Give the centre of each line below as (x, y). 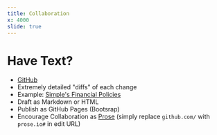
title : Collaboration (38, 13)
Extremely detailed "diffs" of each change (77, 87)
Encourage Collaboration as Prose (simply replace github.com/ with (113, 117)
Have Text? (40, 61)
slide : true (24, 26)
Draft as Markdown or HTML (58, 102)
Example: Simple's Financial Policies (69, 95)
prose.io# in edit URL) (49, 124)
